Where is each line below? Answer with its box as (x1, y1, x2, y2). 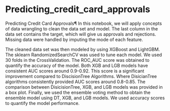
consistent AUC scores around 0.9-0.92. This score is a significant (5, 67, 145, 74)
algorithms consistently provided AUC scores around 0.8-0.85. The (5, 79, 146, 85)
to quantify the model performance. (5, 100, 80, 106)
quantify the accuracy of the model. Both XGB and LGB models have (5, 62, 148, 68)
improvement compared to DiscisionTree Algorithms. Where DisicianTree (5, 73, 157, 79)
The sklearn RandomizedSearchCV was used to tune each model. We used (5, 52, 162, 58)
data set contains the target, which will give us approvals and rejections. (5, 31, 156, 37)
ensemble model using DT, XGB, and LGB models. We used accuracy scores (5, 95, 165, 101)
